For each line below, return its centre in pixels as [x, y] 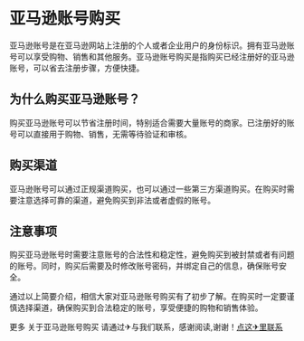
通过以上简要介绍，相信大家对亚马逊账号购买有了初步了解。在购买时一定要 [148, 297]
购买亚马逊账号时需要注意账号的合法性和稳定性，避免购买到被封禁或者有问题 [152, 255]
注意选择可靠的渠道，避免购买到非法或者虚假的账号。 [116, 200]
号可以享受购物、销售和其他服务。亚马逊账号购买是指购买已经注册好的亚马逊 [152, 56]
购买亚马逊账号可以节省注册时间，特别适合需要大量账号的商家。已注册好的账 [152, 122]
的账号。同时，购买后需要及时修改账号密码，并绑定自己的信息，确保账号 [144, 266]
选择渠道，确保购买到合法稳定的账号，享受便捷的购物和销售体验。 [140, 308]
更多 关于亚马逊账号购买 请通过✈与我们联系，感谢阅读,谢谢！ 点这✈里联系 [146, 327]
